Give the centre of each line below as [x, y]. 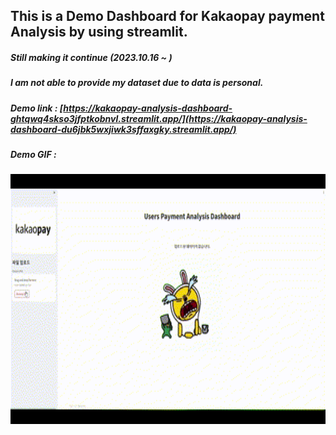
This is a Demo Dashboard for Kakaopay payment [167, 16]
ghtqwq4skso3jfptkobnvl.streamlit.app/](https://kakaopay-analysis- [159, 118]
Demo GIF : [33, 155]
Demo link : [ [37, 108]
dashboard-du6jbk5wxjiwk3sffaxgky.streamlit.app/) [123, 129]
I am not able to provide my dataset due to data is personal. [137, 83]
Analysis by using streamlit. [99, 32]
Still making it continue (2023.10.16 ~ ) [91, 57]
